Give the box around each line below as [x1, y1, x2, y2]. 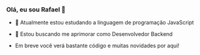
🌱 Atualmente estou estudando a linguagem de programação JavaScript [14, 19, 194, 26]
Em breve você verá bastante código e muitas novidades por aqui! [14, 42, 180, 50]
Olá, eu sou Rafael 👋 [6, 5, 66, 14]
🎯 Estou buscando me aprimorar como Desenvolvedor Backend [14, 30, 173, 38]
